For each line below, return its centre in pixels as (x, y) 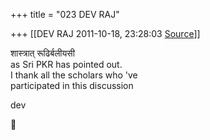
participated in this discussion (72, 85)
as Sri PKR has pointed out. (66, 64)
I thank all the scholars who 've (74, 75)
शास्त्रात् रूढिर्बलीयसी (42, 53)
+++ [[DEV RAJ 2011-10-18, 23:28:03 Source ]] (105, 33)
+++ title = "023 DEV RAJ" (65, 14)
